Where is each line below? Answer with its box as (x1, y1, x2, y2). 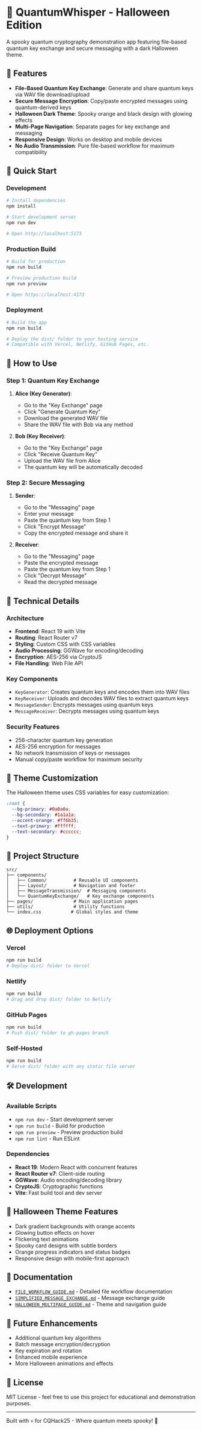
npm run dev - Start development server (14, 1115, 114, 1123)
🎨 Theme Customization (6, 773, 99, 783)
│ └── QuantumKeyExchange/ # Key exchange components (6, 893, 155, 900)
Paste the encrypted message (23, 559, 99, 566)
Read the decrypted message (23, 579, 97, 586)
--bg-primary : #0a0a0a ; (11, 806, 71, 812)
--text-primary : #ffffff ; (11, 823, 77, 829)
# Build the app (6, 319, 47, 325)
